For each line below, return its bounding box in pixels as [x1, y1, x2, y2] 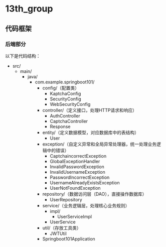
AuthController [50, 112, 80, 118]
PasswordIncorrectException [50, 174, 110, 180]
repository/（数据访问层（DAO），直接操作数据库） [42, 191, 147, 197]
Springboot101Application [42, 235, 95, 241]
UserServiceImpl [57, 213, 92, 219]
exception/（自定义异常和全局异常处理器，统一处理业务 [42, 141, 157, 147]
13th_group [5, 3, 53, 15]
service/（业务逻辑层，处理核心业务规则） [42, 202, 130, 208]
